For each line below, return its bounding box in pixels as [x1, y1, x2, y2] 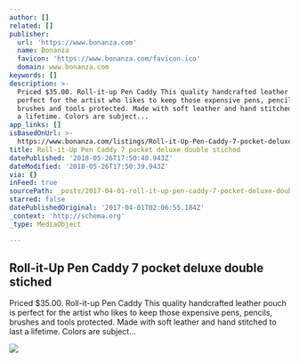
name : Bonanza [17, 46, 69, 55]
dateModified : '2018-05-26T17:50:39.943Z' [9, 162, 169, 171]
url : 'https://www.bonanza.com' [17, 37, 138, 47]
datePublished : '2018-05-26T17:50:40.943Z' [9, 153, 174, 163]
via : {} [9, 170, 38, 179]
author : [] [9, 12, 50, 22]
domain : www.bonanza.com [17, 63, 109, 72]
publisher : [9, 29, 50, 38]
